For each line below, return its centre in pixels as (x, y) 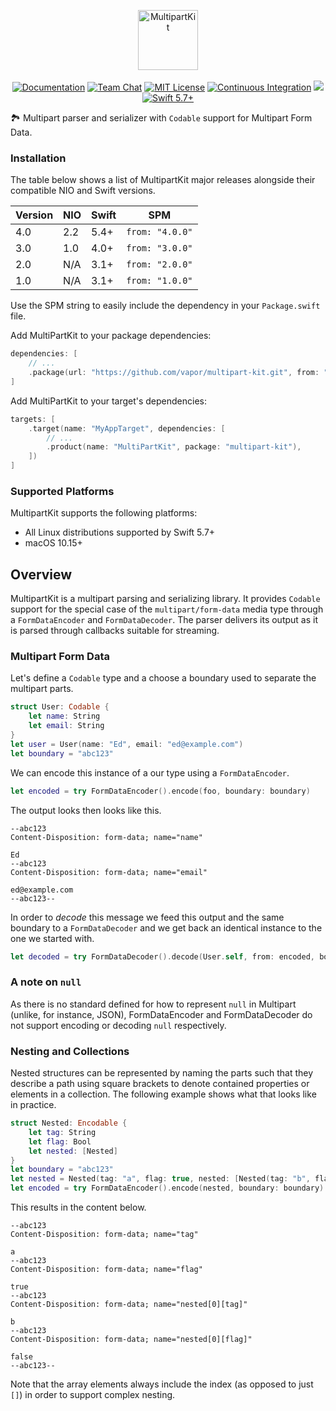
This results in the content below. (78, 1207)
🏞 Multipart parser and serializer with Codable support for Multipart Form (161, 118)
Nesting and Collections (70, 1051)
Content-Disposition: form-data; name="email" (109, 872)
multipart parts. (42, 689)
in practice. (33, 1105)
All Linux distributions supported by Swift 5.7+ (120, 532)
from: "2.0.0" (159, 264)
